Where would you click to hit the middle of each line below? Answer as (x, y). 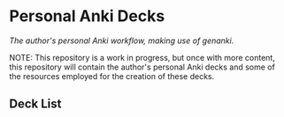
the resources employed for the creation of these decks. (112, 76)
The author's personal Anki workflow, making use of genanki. (122, 40)
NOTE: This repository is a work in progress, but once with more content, (142, 57)
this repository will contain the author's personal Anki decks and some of (142, 67)
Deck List (35, 104)
